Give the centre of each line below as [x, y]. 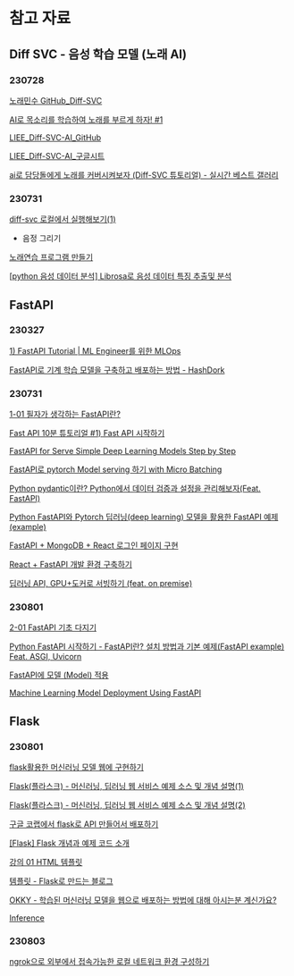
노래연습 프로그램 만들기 [51, 257]
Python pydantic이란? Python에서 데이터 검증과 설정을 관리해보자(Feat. [135, 489]
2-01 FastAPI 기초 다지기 [53, 627]
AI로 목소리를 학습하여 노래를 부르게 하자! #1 [86, 119]
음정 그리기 [42, 239]
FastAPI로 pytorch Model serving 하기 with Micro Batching [116, 469]
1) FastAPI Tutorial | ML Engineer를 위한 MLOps [95, 350]
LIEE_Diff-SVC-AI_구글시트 [57, 156]
